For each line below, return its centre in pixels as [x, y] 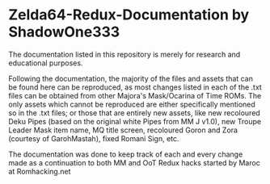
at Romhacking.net [40, 171]
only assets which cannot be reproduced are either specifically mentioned [132, 104]
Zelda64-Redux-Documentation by [129, 15]
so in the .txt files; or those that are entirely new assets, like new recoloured [134, 113]
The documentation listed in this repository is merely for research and [124, 54]
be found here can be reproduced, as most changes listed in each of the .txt [135, 87]
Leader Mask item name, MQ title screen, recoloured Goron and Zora [123, 130]
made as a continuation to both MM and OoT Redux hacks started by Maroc [134, 162]
